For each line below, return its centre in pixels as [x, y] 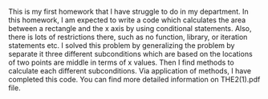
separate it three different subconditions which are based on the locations [130, 54]
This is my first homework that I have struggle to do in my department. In [128, 12]
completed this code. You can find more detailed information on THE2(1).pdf [134, 79]
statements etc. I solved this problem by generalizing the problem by [122, 46]
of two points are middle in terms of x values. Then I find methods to [121, 62]
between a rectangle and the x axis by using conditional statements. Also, [130, 28]
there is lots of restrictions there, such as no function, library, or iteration [128, 37]
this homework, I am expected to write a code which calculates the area [127, 20]
